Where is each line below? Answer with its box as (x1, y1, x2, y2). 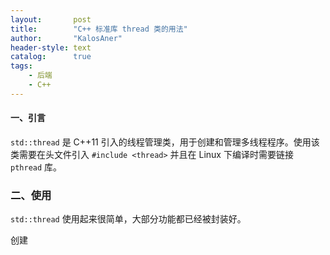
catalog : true (10, 52, 92, 62)
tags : (10, 61, 33, 71)
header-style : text (10, 42, 92, 53)
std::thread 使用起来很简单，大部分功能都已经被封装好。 (10, 213, 247, 225)
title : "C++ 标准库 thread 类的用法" (10, 24, 188, 34)
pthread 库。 (10, 161, 63, 173)
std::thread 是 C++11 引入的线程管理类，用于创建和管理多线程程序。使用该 (10, 136, 320, 148)
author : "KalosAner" (10, 33, 123, 43)
